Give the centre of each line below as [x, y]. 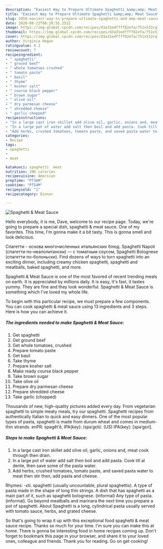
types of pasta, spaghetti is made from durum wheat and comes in [72, 421]
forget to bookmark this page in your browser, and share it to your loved [77, 536]
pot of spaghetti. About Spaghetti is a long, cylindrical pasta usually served [80, 506]
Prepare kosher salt [32, 366]
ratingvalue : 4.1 [23, 46]
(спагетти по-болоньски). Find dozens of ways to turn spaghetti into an [77, 257]
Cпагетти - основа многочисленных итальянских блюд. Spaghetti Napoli [80, 246]
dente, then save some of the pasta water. [54, 466]
